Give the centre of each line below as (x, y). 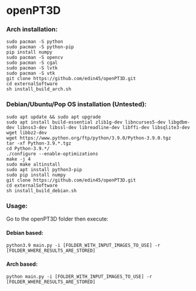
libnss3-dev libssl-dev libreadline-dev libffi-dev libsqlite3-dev (103, 127)
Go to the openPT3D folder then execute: (57, 219)
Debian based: (25, 233)
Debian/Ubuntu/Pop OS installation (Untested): (76, 104)
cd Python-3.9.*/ (28, 148)
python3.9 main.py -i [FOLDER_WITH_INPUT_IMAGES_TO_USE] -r (84, 246)
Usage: (17, 205)
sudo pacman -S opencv (35, 58)
